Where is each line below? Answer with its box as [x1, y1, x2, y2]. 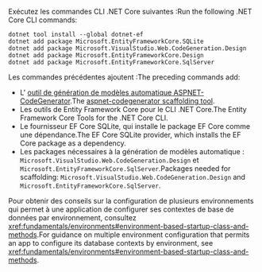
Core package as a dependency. [19, 138, 127, 148]
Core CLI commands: [8, 15, 78, 25]
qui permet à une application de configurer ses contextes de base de [8, 204, 234, 214]
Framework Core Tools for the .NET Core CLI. [19, 113, 168, 122]
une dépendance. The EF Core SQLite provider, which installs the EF [19, 130, 241, 139]
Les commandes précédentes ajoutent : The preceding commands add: [8, 72, 241, 82]
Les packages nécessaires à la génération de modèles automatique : [19, 147, 245, 156]
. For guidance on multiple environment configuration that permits [37, 230, 250, 239]
